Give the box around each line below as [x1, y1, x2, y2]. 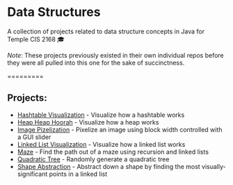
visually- [201, 162, 226, 170]
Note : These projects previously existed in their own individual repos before [7, 51, 224, 59]
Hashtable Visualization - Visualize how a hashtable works [17, 111, 185, 119]
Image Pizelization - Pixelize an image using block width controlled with [17, 125, 223, 134]
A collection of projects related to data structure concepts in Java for [7, 27, 205, 35]
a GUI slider [17, 133, 51, 141]
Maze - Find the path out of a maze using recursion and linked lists [17, 147, 209, 156]
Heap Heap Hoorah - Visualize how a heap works [17, 118, 159, 126]
